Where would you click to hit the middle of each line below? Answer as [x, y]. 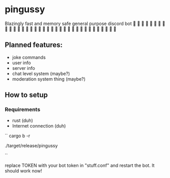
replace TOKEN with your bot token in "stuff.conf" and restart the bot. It [80, 166]
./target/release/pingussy [31, 146]
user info [21, 63]
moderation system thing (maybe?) [49, 79]
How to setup [26, 95]
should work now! [23, 171]
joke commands [29, 57]
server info [23, 68]
